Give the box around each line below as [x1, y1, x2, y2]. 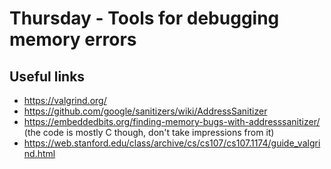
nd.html [23, 148, 56, 159]
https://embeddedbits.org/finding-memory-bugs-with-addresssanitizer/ [23, 116, 321, 127]
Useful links [9, 68, 86, 85]
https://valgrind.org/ [23, 95, 107, 106]
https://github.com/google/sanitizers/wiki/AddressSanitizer [23, 105, 268, 117]
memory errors [9, 28, 137, 51]
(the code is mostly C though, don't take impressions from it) [23, 127, 275, 138]
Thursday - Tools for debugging [9, 7, 280, 30]
